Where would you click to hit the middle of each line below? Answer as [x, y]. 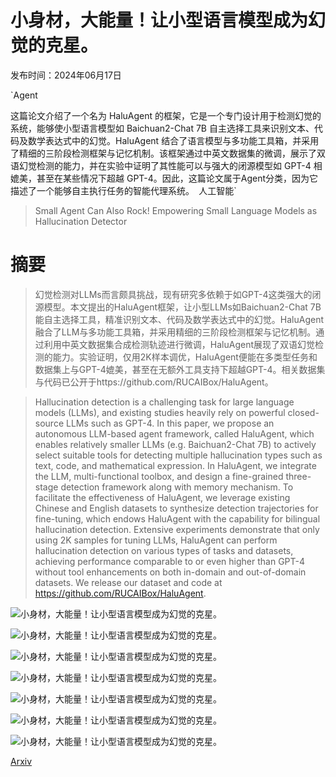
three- [298, 476]
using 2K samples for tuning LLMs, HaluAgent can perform [156, 540]
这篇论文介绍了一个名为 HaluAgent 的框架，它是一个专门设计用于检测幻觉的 [166, 115]
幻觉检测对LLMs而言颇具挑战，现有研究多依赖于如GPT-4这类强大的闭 [178, 294]
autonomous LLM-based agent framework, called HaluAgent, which [174, 433]
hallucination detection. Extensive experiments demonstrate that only [177, 529]
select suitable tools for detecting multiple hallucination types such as [178, 455]
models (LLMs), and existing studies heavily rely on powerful [160, 412]
